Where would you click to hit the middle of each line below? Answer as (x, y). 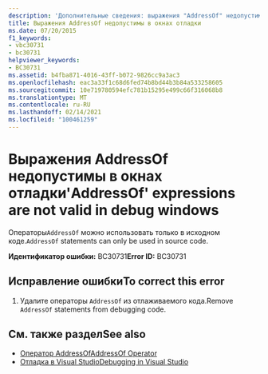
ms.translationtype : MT (48, 97)
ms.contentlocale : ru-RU (49, 105)
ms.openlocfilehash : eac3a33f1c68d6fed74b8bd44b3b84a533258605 (116, 82)
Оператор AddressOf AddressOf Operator (89, 353)
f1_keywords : (30, 38)
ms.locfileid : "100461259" (53, 120)
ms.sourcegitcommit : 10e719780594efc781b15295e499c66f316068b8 (116, 90)
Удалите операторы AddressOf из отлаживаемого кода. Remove (126, 300)
